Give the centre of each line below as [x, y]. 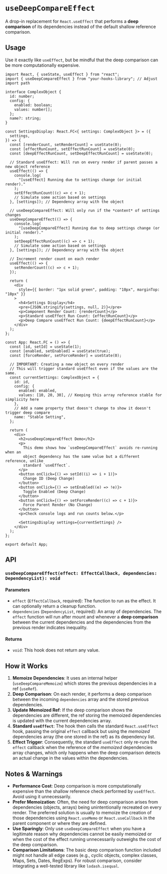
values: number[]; [33, 109]
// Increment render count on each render [54, 259]
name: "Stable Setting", [40, 417]
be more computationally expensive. [42, 65]
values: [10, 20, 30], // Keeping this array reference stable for [90, 395]
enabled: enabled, [37, 391]
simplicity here [22, 399]
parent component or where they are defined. [59, 823]
